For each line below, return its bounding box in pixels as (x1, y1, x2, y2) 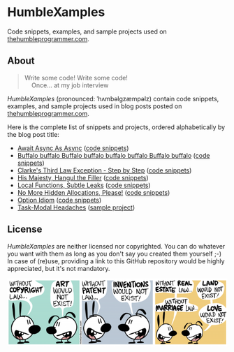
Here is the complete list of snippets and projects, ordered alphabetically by (7, 123, 226, 131)
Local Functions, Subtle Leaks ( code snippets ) (17, 181, 152, 189)
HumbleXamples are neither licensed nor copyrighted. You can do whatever (7, 242, 226, 250)
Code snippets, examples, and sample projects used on (7, 27, 168, 36)
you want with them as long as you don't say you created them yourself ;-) (7, 249, 222, 258)
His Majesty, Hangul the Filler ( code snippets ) (17, 173, 149, 182)
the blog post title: (7, 130, 59, 138)
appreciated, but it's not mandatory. (7, 264, 110, 272)
